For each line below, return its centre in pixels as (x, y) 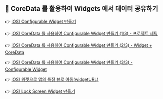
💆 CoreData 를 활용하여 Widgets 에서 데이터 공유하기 (82, 9)
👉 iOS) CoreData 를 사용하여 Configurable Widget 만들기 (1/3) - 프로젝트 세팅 (81, 33)
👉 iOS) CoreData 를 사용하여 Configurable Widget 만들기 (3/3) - (69, 62)
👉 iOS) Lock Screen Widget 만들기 (40, 91)
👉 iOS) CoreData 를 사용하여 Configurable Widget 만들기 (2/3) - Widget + (79, 45)
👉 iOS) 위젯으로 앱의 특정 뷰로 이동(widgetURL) (52, 79)
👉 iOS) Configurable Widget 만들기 (41, 21)
